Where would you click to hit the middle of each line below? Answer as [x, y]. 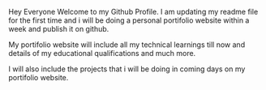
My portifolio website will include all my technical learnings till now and [127, 45]
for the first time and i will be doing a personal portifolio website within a [129, 20]
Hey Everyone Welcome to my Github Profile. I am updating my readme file [133, 12]
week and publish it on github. [59, 29]
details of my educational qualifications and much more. [102, 53]
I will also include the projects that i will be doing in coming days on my [127, 69]
